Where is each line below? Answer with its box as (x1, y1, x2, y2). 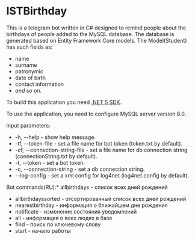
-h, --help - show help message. (14, 134, 96, 141)
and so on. (14, 87, 42, 94)
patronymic (14, 67, 43, 75)
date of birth (14, 74, 46, 81)
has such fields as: (6, 43, 53, 51)
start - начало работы (14, 227, 71, 234)
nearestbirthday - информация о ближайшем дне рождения (14, 202, 168, 209)
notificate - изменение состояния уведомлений (14, 208, 137, 215)
